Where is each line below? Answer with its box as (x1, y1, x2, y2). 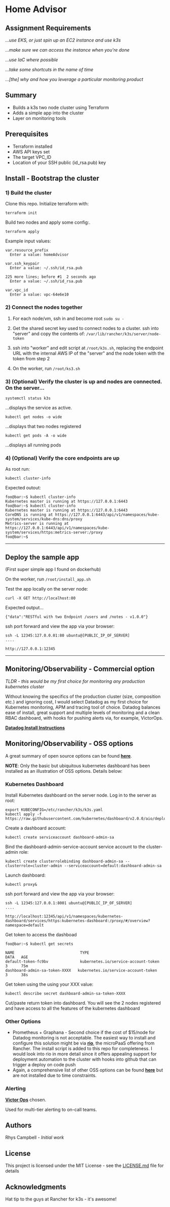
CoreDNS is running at (5, 512, 53, 517)
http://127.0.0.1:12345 (5, 646, 56, 651)
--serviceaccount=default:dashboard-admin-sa (64, 863, 162, 868)
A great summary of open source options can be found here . (5, 753, 133, 759)
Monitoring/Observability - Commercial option (5, 664, 155, 674)
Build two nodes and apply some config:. (5, 219, 91, 226)
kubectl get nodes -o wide (5, 414, 62, 420)
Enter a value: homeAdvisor (10, 252, 69, 258)
